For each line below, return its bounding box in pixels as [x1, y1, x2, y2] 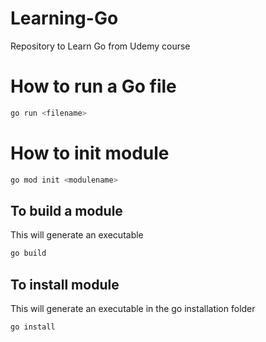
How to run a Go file [10, 75, 177, 98]
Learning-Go [10, 7, 119, 30]
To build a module [10, 202, 123, 219]
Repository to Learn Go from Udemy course [10, 40, 191, 52]
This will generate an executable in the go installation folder [10, 303, 256, 315]
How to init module [10, 142, 170, 164]
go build [10, 248, 47, 259]
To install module [10, 276, 120, 293]
